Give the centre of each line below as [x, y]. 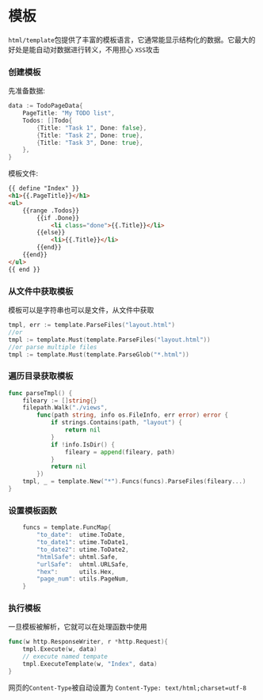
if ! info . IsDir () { [82, 444]
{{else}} [51, 233]
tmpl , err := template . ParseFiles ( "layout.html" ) [92, 325]
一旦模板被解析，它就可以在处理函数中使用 [78, 627]
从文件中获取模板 [41, 291]
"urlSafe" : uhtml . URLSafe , [83, 564]
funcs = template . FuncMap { [67, 527]
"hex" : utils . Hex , [76, 572]
